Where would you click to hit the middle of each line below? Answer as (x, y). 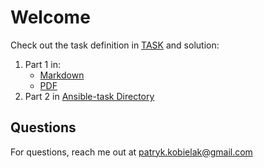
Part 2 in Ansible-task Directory (89, 96)
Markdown (62, 75)
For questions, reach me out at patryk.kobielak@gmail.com (131, 152)
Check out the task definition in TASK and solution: (115, 45)
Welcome (50, 17)
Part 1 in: (42, 64)
